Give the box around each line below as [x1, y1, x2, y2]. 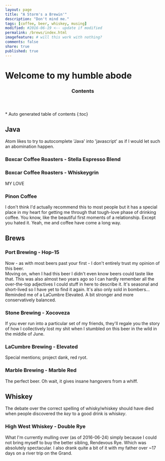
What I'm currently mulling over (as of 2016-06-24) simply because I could [5, 434, 157, 440]
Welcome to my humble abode [5, 70, 132, 81]
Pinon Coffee [5, 193, 37, 200]
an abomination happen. [5, 144, 55, 150]
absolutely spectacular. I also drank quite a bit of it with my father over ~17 [5, 445, 156, 451]
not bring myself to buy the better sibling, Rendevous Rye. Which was [5, 439, 147, 445]
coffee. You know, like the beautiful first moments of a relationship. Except [5, 214, 156, 220]
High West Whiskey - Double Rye [5, 423, 86, 430]
